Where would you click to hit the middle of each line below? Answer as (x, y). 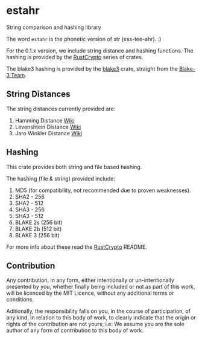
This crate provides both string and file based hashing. (74, 167)
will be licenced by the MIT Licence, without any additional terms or (90, 293)
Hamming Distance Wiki (45, 120)
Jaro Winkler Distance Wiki (49, 133)
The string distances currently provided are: (61, 109)
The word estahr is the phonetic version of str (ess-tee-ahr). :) (84, 39)
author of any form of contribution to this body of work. (75, 330)
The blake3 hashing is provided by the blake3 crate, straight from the (92, 69)
